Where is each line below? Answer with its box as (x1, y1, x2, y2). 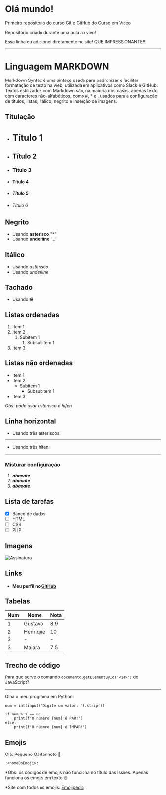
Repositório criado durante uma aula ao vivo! (5, 29, 96, 35)
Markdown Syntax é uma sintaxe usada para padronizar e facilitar (5, 77, 139, 83)
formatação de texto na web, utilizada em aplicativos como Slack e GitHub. (5, 82, 158, 88)
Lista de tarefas (5, 497, 54, 506)
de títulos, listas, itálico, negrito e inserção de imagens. (5, 98, 117, 104)
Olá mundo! (5, 3, 54, 15)
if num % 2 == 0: (5, 712, 41, 717)
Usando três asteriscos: (12, 430, 61, 436)
